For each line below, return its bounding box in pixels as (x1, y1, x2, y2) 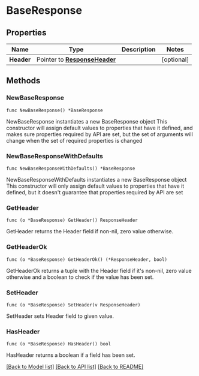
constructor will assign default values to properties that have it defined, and (6, 124, 193, 131)
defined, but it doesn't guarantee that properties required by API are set (6, 188, 183, 195)
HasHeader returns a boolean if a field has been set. (6, 351, 135, 359)
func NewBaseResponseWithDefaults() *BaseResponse (6, 166, 135, 172)
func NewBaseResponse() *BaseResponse (6, 107, 103, 113)
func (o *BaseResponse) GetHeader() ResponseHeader (6, 217, 138, 224)
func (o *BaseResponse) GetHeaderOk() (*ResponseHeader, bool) (6, 256, 168, 263)
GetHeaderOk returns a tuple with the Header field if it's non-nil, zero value (6, 267, 192, 274)
